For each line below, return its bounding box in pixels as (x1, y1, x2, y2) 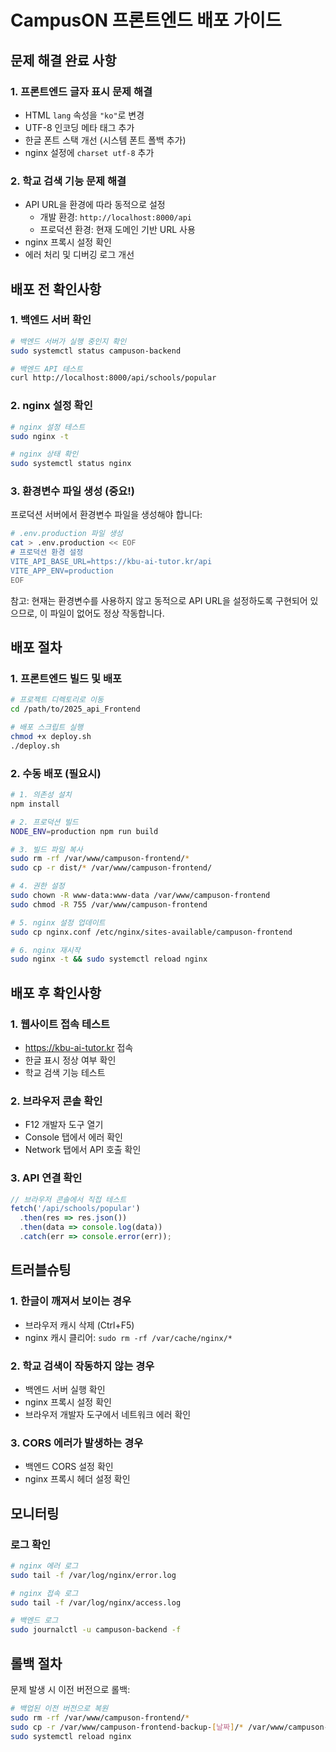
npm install (10, 799, 60, 809)
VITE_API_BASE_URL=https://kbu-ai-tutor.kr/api (10, 557, 213, 567)
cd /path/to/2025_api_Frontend (10, 704, 141, 715)
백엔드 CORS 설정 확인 (24, 1461, 114, 1473)
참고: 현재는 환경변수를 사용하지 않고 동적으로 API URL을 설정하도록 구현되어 (10, 594, 308, 606)
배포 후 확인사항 (10, 984, 102, 1001)
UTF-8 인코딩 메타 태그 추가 (24, 121, 135, 133)
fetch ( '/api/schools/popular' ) (10, 1204, 141, 1214)
